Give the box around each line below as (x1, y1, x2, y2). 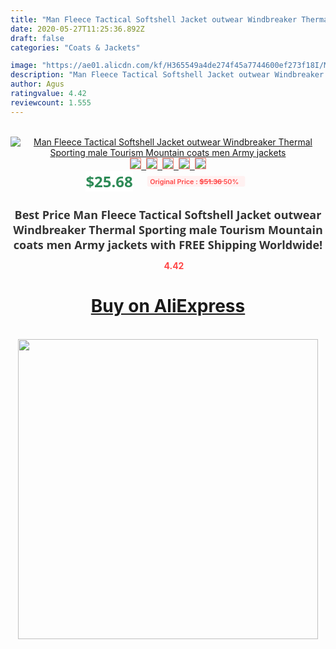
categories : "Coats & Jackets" (10, 42, 141, 53)
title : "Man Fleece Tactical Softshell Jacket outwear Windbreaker (10, 14, 298, 25)
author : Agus (10, 79, 65, 90)
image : (10, 61, 38, 71)
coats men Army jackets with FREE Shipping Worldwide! (13, 236, 323, 253)
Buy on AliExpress (90, 295, 246, 318)
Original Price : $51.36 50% (149, 176, 239, 186)
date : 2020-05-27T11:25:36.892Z (10, 24, 145, 34)
